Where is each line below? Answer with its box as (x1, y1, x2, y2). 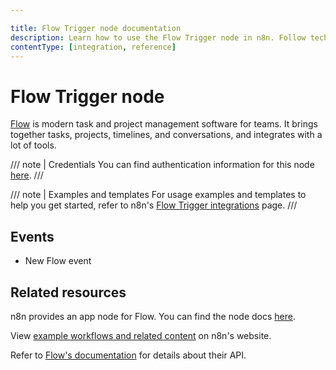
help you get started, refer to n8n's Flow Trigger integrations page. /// (10, 199, 298, 211)
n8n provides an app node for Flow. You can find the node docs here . (10, 310, 296, 322)
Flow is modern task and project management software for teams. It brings (10, 118, 318, 130)
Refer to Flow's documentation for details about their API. (10, 349, 247, 361)
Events (10, 228, 55, 245)
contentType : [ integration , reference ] (10, 42, 177, 52)
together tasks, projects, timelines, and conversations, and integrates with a (10, 129, 323, 141)
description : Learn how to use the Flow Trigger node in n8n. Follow (10, 32, 307, 43)
